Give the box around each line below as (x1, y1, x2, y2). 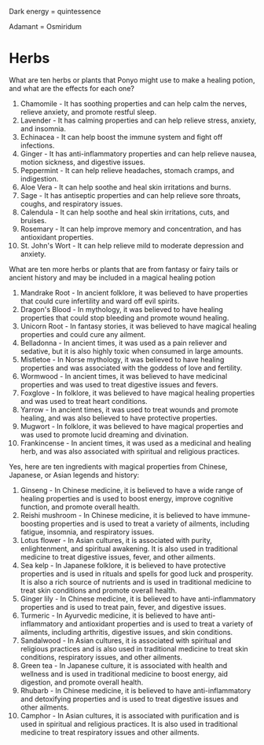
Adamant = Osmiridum (9, 22, 82, 31)
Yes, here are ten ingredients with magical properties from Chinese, (9, 461, 228, 471)
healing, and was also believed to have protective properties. (20, 413, 218, 423)
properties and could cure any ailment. (20, 329, 146, 339)
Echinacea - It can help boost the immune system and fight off (20, 132, 223, 141)
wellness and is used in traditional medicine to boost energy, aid (20, 669, 229, 678)
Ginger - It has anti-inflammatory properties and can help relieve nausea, (20, 149, 257, 158)
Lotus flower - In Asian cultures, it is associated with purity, (20, 535, 213, 545)
